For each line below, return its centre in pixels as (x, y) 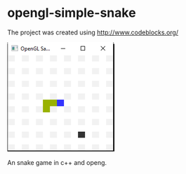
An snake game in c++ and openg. (57, 162)
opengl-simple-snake (72, 13)
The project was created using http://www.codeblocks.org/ (93, 32)
